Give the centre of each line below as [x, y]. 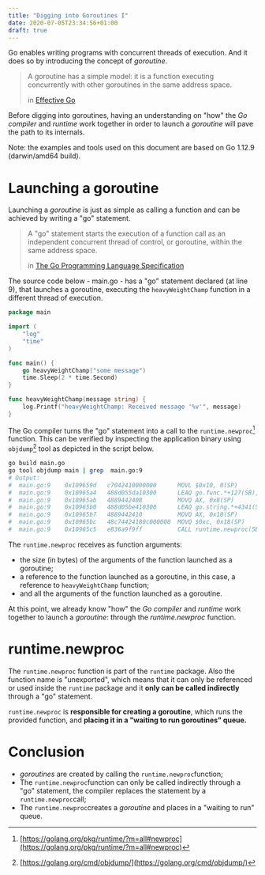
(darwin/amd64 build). [45, 156]
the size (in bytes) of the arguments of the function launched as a [126, 559]
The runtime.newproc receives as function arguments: [95, 544]
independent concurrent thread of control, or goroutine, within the [135, 242]
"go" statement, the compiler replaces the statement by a [113, 790]
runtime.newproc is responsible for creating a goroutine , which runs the [125, 711]
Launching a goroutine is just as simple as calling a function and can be [124, 210]
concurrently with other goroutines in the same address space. [130, 85]
